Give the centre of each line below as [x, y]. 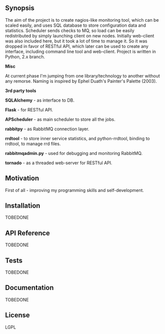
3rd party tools [21, 90]
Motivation [22, 178]
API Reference [28, 233]
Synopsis [20, 8]
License [17, 315]
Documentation [30, 288]
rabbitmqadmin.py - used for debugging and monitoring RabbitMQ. [74, 153]
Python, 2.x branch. [25, 57]
